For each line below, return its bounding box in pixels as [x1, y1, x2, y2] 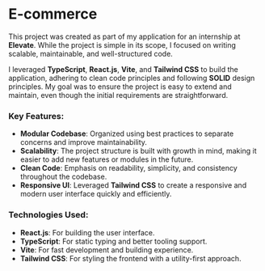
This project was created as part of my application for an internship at [8, 32, 241, 41]
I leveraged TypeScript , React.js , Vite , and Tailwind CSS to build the [8, 64, 238, 74]
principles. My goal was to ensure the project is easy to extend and [8, 82, 232, 91]
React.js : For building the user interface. [19, 227, 155, 237]
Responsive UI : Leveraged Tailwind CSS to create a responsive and [19, 180, 247, 190]
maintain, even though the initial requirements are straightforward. [8, 90, 229, 100]
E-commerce [8, 5, 98, 23]
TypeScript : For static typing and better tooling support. [19, 236, 208, 246]
